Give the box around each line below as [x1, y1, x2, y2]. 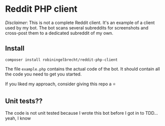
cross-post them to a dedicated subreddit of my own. [5, 30, 113, 36]
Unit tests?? [5, 97, 43, 105]
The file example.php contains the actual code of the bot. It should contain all [5, 66, 160, 72]
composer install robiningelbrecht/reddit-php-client [5, 57, 118, 62]
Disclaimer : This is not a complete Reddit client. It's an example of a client [5, 20, 155, 25]
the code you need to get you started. [5, 71, 82, 77]
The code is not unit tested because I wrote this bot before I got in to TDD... [5, 110, 158, 116]
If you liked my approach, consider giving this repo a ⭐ [5, 81, 116, 87]
